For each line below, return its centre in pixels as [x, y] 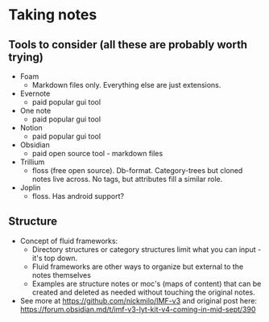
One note [35, 111]
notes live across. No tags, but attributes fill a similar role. [127, 179]
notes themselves [61, 275]
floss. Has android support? [78, 196]
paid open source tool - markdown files [97, 153]
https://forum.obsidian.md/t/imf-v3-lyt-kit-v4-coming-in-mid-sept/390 [138, 309]
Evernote [35, 93]
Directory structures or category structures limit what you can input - [147, 249]
